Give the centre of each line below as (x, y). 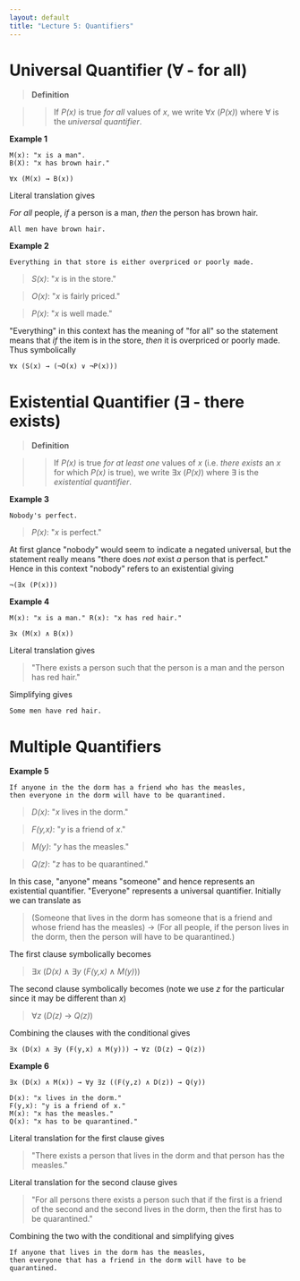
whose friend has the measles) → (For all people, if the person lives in (160, 927)
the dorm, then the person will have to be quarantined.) (133, 937)
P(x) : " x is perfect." (66, 533)
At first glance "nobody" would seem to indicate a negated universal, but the (150, 550)
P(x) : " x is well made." (72, 313)
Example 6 (29, 1066)
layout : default (39, 17)
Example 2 (29, 246)
